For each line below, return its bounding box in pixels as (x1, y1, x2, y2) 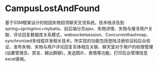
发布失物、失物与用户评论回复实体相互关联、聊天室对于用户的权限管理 (13, 44, 153, 49)
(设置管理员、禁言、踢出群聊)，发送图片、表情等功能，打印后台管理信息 (5, 49, 148, 56)
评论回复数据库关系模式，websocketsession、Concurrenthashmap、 (13, 32, 151, 37)
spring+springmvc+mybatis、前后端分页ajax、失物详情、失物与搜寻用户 (5, 25, 149, 32)
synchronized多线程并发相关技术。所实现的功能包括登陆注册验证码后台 (5, 37, 146, 44)
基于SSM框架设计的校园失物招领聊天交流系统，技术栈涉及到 (5, 19, 125, 25)
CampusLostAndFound (5, 3, 100, 14)
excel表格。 (5, 56, 29, 62)
